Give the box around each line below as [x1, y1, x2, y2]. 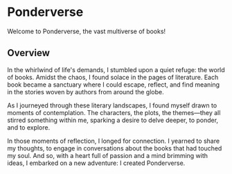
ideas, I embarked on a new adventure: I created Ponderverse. [7, 159, 186, 167]
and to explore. [7, 123, 51, 132]
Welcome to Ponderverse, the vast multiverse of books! [7, 27, 166, 35]
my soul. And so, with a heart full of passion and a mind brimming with [7, 151, 208, 159]
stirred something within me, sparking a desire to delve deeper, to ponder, [7, 116, 219, 124]
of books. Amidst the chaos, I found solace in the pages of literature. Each [7, 73, 219, 81]
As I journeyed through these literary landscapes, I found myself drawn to [7, 101, 217, 110]
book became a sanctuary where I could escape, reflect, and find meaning [7, 80, 220, 89]
